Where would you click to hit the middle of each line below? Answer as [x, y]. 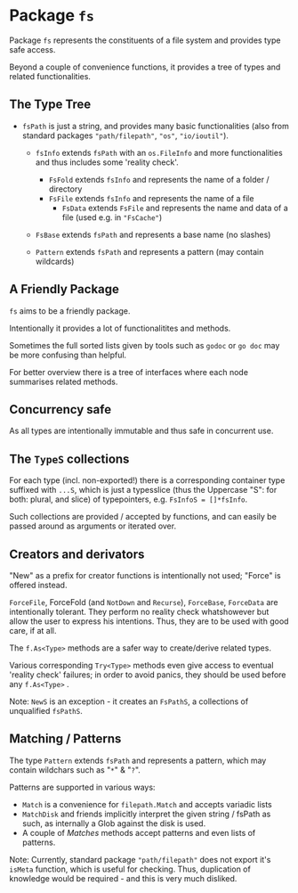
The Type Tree [50, 105]
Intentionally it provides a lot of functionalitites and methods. [120, 328]
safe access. [32, 49]
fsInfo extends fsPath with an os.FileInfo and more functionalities [159, 152]
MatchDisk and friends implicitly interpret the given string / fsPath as [146, 814]
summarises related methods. [64, 381]
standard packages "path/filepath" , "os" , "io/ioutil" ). [125, 135]
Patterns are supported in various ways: [82, 787]
